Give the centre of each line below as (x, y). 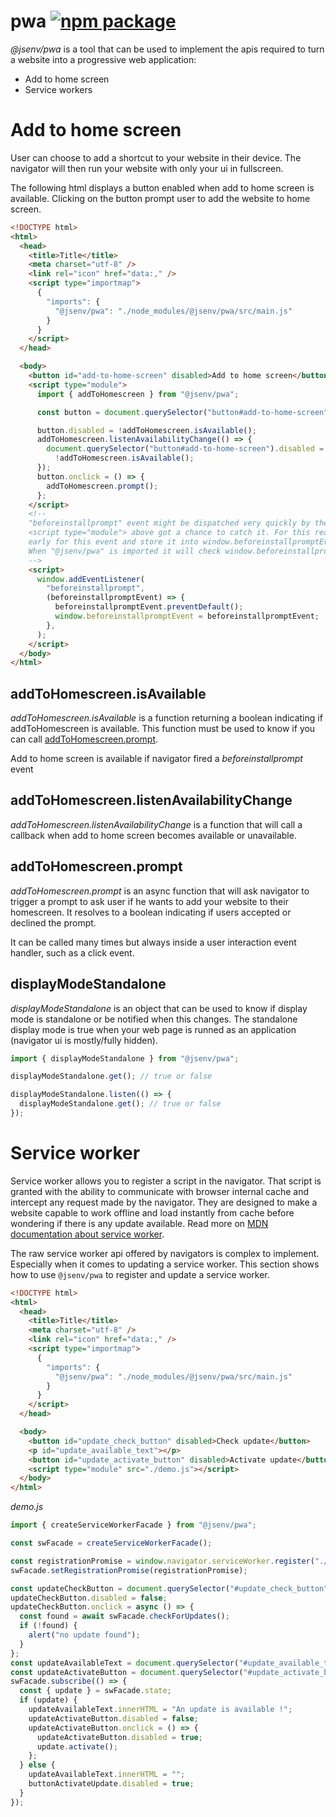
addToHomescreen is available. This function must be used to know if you (163, 729)
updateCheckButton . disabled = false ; (89, 1598)
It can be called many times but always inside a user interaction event (153, 942)
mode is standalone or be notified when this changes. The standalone (154, 1019)
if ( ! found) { (48, 1626)
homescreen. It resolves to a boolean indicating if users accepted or (151, 912)
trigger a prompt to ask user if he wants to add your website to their (149, 901)
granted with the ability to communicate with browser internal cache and (160, 1191)
